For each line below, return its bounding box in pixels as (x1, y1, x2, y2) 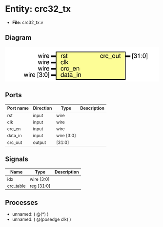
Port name (7, 105, 29, 111)
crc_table (7, 183, 26, 189)
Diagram (5, 34, 32, 42)
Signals (5, 155, 28, 163)
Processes (5, 198, 38, 207)
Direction (33, 105, 52, 111)
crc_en (7, 126, 21, 132)
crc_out (7, 140, 22, 145)
